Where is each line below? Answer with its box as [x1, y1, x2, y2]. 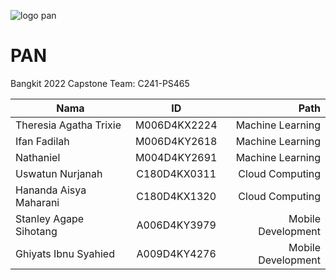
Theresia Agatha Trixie [15, 118, 122, 132]
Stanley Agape [15, 211, 85, 225]
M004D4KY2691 [134, 150, 218, 164]
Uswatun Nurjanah [15, 166, 103, 180]
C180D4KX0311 [136, 166, 217, 180]
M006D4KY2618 [134, 134, 218, 148]
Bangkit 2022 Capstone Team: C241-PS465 [10, 77, 190, 89]
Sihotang [15, 224, 58, 238]
